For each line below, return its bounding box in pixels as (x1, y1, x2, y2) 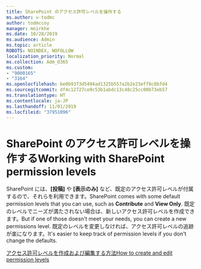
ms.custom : (6, 64, 34, 71)
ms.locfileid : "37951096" (6, 109, 71, 115)
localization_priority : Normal (6, 53, 85, 59)
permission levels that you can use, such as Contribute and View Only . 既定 (6, 200, 195, 207)
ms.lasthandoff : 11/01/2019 (6, 103, 77, 110)
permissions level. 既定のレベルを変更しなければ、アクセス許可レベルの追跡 (6, 223, 194, 230)
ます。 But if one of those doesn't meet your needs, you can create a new (6, 215, 187, 222)
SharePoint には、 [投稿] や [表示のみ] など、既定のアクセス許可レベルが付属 (6, 185, 194, 192)
